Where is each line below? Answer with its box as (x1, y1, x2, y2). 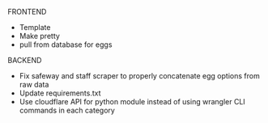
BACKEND (7, 56, 42, 65)
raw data (19, 80, 49, 89)
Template (19, 23, 51, 32)
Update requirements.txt (19, 88, 102, 98)
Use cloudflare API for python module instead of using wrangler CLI (19, 97, 246, 106)
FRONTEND (7, 7, 47, 16)
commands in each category (19, 105, 115, 115)
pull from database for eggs (19, 40, 113, 49)
